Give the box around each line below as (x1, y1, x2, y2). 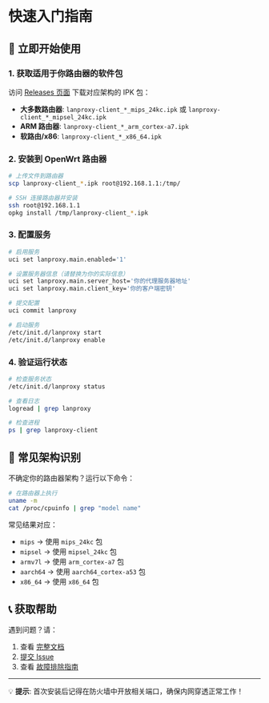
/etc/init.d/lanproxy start (8, 328, 102, 336)
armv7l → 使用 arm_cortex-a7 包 (19, 556, 124, 566)
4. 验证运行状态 (8, 356, 68, 368)
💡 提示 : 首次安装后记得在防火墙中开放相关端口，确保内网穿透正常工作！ (8, 686, 244, 697)
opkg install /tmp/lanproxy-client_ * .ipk (8, 209, 149, 217)
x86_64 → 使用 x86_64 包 (19, 576, 99, 586)
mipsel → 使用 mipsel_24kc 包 (19, 546, 118, 556)
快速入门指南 (8, 7, 94, 26)
